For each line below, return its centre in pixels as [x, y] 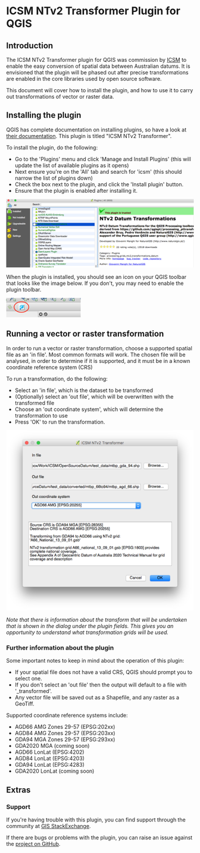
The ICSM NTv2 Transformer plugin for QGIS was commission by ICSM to [96, 60]
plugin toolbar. [24, 289]
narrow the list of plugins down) [54, 178]
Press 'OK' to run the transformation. [60, 422]
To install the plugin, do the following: [52, 148]
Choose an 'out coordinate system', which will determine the [89, 409]
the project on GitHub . [33, 843]
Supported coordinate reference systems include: [67, 716]
